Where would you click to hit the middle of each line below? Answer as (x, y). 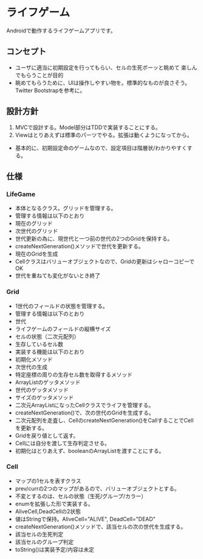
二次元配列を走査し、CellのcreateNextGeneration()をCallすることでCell (104, 420)
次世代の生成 (31, 367)
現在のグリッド (34, 224)
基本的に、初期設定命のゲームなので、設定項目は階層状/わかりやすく (101, 148)
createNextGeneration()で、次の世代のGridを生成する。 (84, 413)
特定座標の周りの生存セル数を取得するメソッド (74, 374)
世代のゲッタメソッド (42, 390)
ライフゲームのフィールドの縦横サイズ (63, 329)
